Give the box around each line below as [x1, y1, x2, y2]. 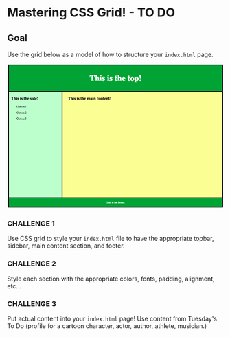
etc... [7, 281, 22, 290]
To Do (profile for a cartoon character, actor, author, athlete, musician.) [7, 321, 207, 330]
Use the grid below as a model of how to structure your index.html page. [7, 50, 214, 58]
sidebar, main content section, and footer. [7, 242, 125, 250]
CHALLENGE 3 [7, 299, 57, 308]
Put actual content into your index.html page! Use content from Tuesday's [7, 314, 218, 323]
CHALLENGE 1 [7, 218, 55, 228]
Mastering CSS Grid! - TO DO [7, 5, 175, 21]
